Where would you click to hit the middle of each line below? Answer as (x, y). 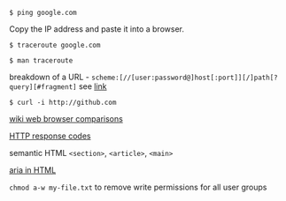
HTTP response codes (50, 136)
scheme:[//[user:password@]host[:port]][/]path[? (185, 78)
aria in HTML (33, 170)
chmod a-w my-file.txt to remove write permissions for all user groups (138, 187)
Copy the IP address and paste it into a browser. (97, 29)
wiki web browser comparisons (66, 119)
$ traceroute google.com (55, 45)
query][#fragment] (43, 87)
